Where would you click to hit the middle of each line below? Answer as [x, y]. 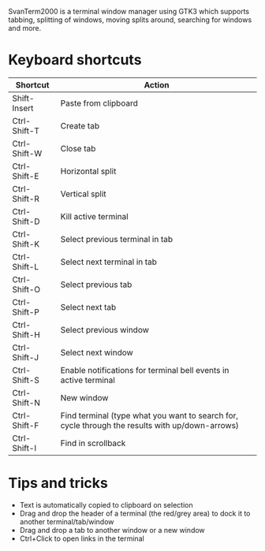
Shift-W [27, 153]
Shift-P [26, 312]
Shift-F [26, 425]
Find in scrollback [93, 443]
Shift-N [26, 403]
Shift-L [26, 266]
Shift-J [26, 357]
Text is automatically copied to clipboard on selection [106, 504]
